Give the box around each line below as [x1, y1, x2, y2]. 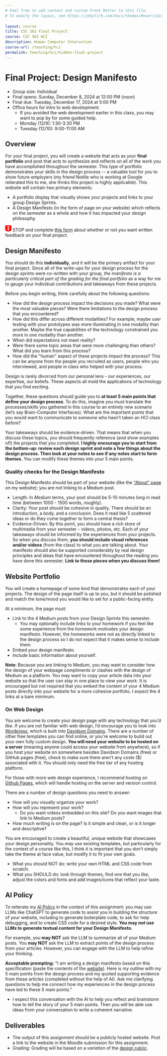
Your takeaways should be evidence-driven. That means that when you [5, 430, 152, 436]
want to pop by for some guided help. [19, 115, 97, 121]
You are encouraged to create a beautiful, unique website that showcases [5, 835, 156, 841]
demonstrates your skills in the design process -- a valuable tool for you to [5, 169, 158, 175]
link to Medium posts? [19, 815, 65, 821]
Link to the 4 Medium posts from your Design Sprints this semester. [12, 616, 151, 621]
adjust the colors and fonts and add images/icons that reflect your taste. [12, 877, 161, 882]
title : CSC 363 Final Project [5, 29, 68, 34]
